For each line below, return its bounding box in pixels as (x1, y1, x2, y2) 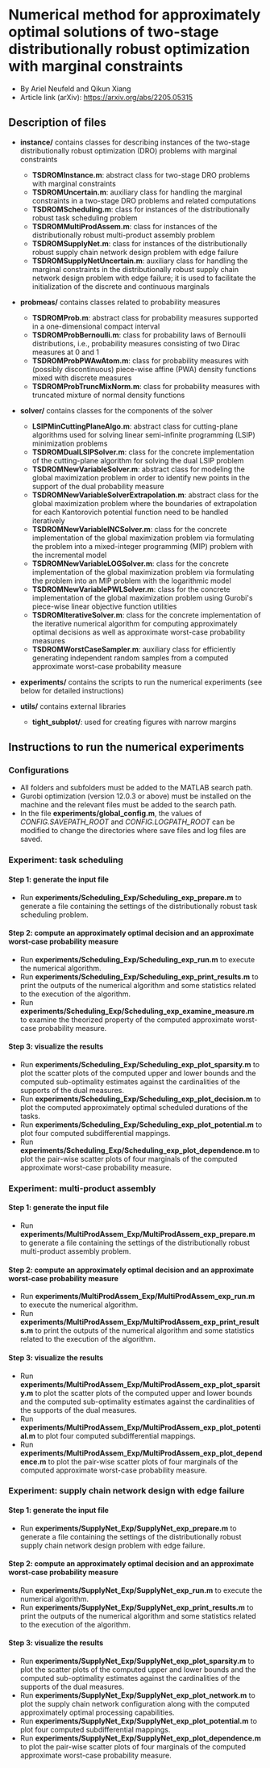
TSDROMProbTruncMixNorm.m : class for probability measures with (31, 381, 260, 391)
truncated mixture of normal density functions (31, 390, 185, 400)
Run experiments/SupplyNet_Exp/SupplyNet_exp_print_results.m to (19, 1603, 254, 1612)
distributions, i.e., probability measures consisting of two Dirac (31, 338, 240, 348)
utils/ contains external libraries (19, 701, 127, 711)
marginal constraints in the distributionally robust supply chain (31, 264, 239, 274)
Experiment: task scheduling (8, 854, 123, 865)
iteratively (31, 515, 65, 526)
